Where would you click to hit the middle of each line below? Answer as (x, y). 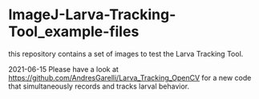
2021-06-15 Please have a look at (63, 69)
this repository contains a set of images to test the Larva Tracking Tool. (126, 53)
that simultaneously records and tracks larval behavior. (99, 86)
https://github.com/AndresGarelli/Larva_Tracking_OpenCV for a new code (130, 77)
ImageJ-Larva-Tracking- (92, 15)
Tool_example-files (74, 32)
